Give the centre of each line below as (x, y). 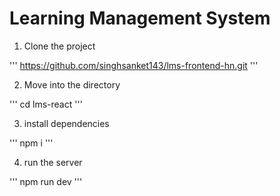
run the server (53, 162)
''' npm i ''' (31, 143)
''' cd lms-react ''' (46, 104)
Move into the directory (72, 84)
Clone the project (59, 46)
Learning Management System (140, 18)
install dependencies (66, 123)
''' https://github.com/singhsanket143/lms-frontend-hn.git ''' (134, 65)
